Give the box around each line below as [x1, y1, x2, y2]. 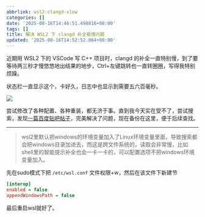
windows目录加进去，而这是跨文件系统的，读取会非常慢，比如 [32, 141, 189, 148]
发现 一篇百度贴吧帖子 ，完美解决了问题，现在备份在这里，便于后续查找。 [16, 115, 199, 122]
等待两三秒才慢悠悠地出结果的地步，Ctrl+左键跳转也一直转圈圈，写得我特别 [6, 62, 195, 69]
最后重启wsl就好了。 [6, 204, 58, 212]
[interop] [6, 181, 32, 187]
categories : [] [6, 15, 45, 21]
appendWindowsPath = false [6, 192, 75, 198]
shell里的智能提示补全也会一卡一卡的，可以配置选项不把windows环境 [21, 148, 195, 156]
